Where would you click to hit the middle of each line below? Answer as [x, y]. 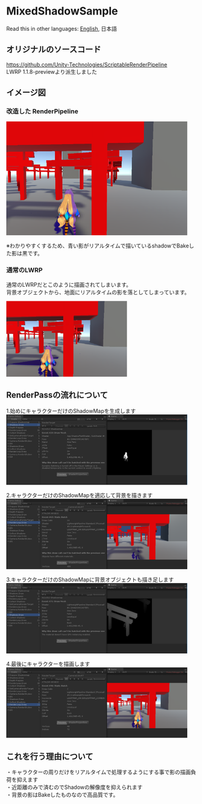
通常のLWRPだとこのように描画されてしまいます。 [69, 284]
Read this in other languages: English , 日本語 [62, 28]
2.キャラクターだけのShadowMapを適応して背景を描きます [79, 495]
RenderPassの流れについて [57, 395]
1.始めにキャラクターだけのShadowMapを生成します [71, 411]
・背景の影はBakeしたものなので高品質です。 [62, 795]
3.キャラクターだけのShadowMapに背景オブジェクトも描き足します [90, 580]
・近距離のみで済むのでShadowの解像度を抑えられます [74, 787]
